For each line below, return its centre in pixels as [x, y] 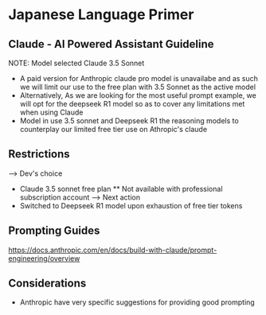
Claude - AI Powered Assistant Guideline [111, 44]
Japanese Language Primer [101, 15]
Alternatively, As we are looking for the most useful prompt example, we [138, 95]
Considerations [47, 284]
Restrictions [39, 154]
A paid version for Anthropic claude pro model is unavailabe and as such [139, 78]
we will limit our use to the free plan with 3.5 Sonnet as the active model [138, 87]
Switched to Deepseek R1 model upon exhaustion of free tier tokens [131, 205]
